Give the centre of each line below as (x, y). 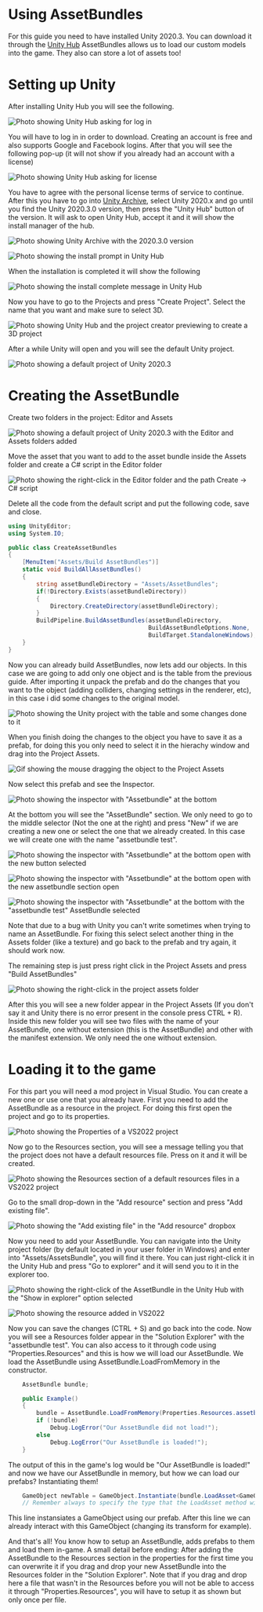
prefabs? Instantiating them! (53, 1481)
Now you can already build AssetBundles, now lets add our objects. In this (128, 664)
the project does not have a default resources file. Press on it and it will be (128, 1155)
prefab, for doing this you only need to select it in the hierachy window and (129, 745)
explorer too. (29, 1274)
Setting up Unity (62, 85)
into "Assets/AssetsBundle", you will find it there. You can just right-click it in (131, 1257)
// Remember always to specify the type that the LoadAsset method (134, 1503)
